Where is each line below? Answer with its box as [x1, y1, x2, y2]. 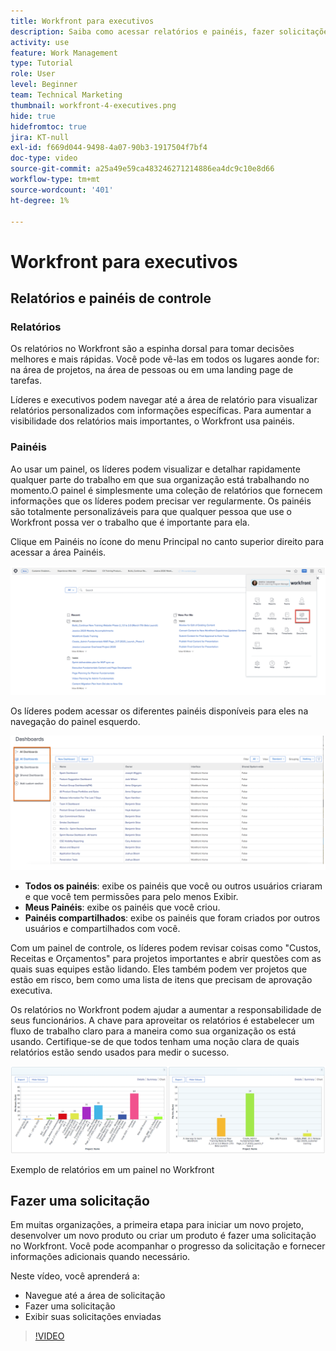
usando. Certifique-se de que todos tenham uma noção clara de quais [10, 1035, 300, 1047]
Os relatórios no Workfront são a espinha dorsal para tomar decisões [10, 343, 295, 355]
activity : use [10, 37, 70, 47]
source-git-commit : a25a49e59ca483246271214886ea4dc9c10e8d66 [10, 164, 275, 174]
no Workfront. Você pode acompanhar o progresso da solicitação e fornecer [10, 1240, 326, 1252]
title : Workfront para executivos [10, 16, 155, 26]
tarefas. [10, 375, 42, 387]
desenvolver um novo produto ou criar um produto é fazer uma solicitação [10, 1230, 317, 1242]
